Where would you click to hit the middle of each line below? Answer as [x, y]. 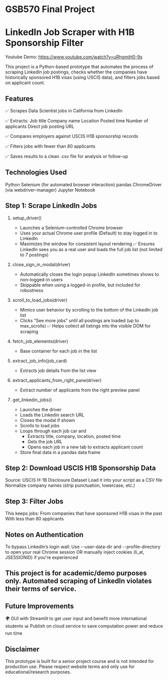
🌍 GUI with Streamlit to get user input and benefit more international [76, 619]
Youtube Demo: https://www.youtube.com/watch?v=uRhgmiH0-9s [74, 57]
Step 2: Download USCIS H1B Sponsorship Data [81, 468]
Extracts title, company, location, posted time [74, 436]
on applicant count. [25, 83]
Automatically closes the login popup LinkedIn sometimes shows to [90, 274]
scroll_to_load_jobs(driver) [40, 300]
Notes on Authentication [44, 535]
